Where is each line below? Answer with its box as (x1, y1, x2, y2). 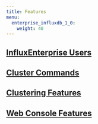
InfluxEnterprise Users (6, 47, 92, 57)
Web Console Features (6, 108, 92, 118)
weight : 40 (17, 25, 44, 32)
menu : (6, 14, 20, 20)
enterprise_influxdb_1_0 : (11, 20, 76, 26)
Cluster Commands (6, 68, 80, 78)
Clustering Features (6, 88, 81, 98)
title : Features (6, 8, 46, 15)
